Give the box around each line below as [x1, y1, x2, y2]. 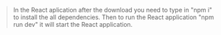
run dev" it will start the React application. [12, 21, 133, 28]
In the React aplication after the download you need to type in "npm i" [12, 6, 213, 14]
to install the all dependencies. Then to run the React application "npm [12, 13, 214, 21]
